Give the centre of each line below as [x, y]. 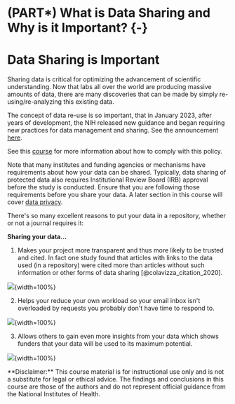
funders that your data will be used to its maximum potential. [105, 344]
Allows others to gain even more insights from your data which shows [118, 336]
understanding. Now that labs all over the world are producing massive [109, 87]
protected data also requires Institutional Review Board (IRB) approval [108, 180]
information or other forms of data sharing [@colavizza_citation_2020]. [120, 273]
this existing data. [88, 102]
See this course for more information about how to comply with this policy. [115, 151]
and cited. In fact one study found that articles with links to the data [115, 258]
